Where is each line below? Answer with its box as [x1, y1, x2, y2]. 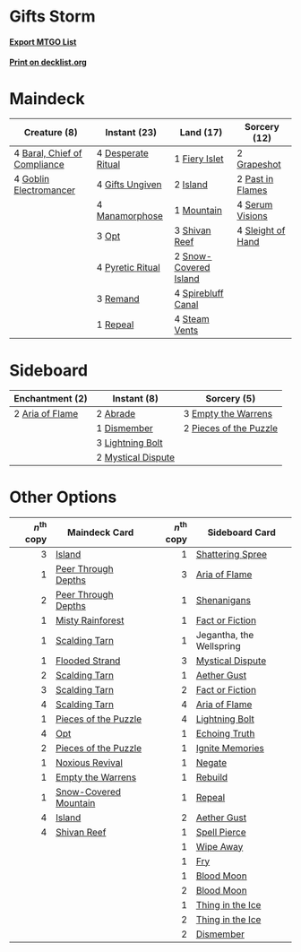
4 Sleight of [236, 224, 286, 237]
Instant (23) [105, 126, 158, 139]
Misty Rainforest [55, 614, 125, 627]
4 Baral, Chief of [13, 147, 82, 160]
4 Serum [236, 199, 273, 212]
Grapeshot [236, 159, 282, 171]
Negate [195, 756, 227, 768]
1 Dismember [96, 422, 154, 435]
